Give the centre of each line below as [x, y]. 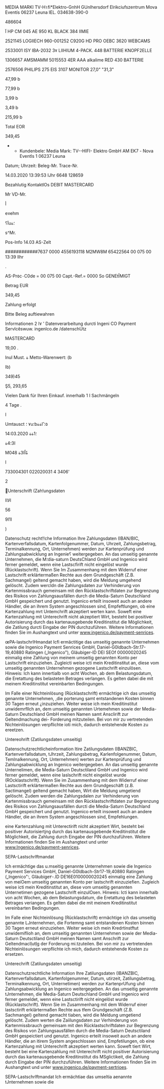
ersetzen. [15, 954]
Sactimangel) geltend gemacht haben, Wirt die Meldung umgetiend [73, 791]
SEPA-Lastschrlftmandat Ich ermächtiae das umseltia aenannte [69, 1077]
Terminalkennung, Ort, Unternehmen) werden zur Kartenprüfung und [75, 549]
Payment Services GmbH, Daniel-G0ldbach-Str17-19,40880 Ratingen [75, 871]
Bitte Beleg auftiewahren [30, 314]
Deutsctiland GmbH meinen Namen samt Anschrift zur [74, 938]
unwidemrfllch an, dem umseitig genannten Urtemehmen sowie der [73, 709]
